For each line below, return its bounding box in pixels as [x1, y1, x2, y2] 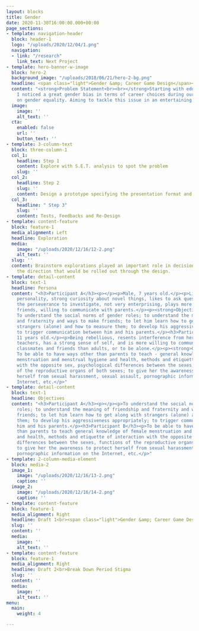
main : [11, 605, 25, 611]
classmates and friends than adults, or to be [17, 346, 134, 352]
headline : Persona [11, 285, 57, 291]
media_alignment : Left [11, 229, 68, 235]
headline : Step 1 [17, 158, 60, 164]
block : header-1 [11, 36, 52, 42]
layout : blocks [6, 8, 44, 15]
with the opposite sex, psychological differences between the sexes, [17, 362, 195, 368]
